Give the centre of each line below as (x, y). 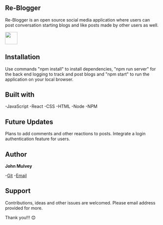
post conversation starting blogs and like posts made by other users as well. (82, 25)
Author (16, 154)
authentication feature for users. (37, 139)
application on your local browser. (39, 79)
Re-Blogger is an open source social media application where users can (78, 20)
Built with (20, 95)
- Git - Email (16, 175)
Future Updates (29, 122)
